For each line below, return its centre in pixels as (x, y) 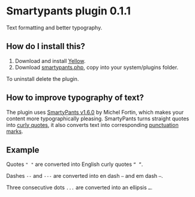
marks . (15, 131)
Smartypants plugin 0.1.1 (68, 11)
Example (23, 150)
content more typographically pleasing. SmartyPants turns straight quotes (98, 119)
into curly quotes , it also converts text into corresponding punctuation (92, 125)
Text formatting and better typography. (54, 28)
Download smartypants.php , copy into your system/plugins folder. (97, 67)
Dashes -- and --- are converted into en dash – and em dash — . (85, 176)
